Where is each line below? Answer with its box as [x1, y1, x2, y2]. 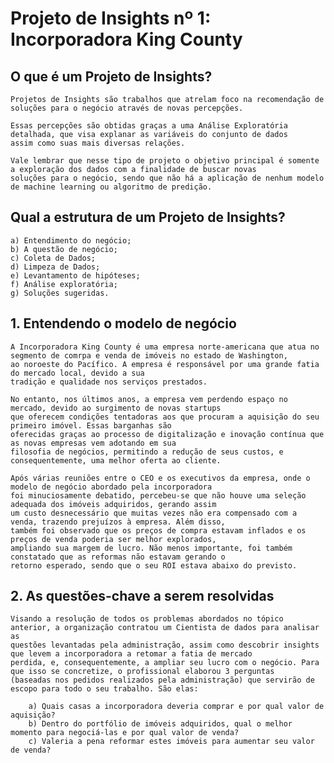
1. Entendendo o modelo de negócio [10, 315, 237, 332]
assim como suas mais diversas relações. [10, 138, 186, 148]
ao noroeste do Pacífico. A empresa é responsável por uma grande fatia [10, 359, 320, 369]
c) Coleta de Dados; [10, 253, 97, 263]
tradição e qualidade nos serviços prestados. [10, 377, 208, 387]
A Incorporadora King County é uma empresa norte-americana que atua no [10, 342, 320, 352]
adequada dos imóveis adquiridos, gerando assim [10, 499, 217, 509]
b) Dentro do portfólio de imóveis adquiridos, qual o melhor [28, 719, 293, 729]
